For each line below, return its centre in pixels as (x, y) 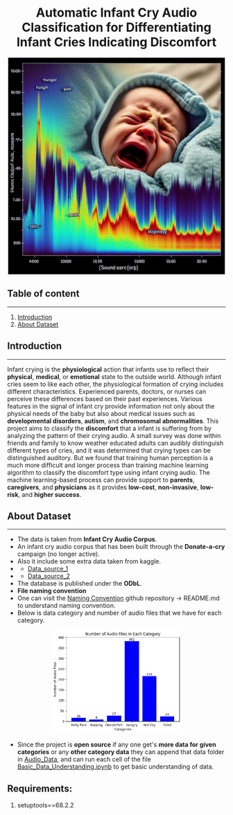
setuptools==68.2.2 (45, 805)
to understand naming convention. (66, 606)
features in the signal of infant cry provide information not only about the (111, 406)
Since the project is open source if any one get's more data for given (116, 745)
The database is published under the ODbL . (79, 584)
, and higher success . (50, 494)
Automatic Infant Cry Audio (116, 13)
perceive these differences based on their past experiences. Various (105, 398)
